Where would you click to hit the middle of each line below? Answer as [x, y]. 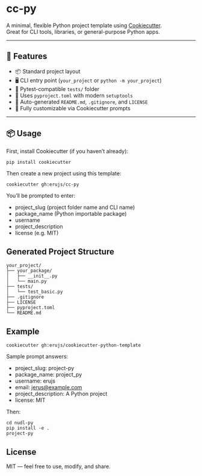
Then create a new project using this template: [64, 173]
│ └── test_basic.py [35, 292]
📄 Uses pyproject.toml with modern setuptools [74, 95]
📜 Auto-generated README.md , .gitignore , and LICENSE [81, 102]
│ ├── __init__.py [32, 276]
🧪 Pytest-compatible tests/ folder [57, 89]
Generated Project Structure [60, 252]
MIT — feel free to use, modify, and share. [59, 466]
